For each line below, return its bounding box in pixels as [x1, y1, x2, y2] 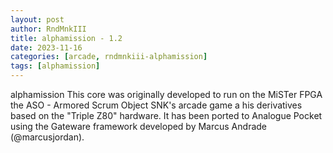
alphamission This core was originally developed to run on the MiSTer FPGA [10, 89, 323, 100]
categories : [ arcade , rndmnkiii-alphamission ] [10, 52, 208, 62]
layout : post [10, 14, 65, 25]
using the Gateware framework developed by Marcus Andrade [10, 121, 267, 132]
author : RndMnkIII [10, 24, 87, 34]
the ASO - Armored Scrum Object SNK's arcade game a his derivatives [10, 99, 303, 111]
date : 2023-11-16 [10, 42, 83, 53]
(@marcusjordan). [10, 131, 85, 143]
